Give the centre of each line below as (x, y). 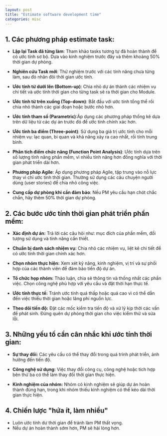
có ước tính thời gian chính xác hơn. (49, 253)
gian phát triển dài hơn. (36, 162)
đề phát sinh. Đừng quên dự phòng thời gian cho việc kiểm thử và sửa (84, 313)
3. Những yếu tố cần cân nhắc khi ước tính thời (79, 334)
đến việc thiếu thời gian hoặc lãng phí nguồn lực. (62, 298)
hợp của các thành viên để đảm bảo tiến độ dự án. (64, 268)
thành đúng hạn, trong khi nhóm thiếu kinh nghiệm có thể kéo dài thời (84, 390)
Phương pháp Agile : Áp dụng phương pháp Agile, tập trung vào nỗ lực (84, 172)
